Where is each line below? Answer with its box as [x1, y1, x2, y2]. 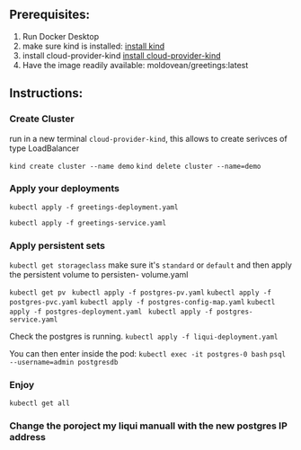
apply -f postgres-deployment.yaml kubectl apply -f [9, 307, 213, 317]
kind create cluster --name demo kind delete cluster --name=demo [9, 162, 261, 171]
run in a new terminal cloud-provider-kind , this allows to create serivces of [9, 133, 288, 144]
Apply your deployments [9, 182, 120, 195]
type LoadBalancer [9, 143, 80, 154]
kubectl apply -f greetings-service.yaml [9, 218, 167, 227]
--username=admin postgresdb [9, 358, 119, 367]
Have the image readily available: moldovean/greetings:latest [22, 59, 249, 70]
